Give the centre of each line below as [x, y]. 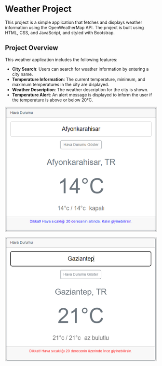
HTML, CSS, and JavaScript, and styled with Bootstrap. [60, 32]
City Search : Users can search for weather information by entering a [80, 69]
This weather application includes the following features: [61, 60]
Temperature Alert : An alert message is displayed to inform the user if [82, 95]
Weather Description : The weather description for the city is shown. [80, 89]
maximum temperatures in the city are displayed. [61, 84]
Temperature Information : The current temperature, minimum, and [79, 79]
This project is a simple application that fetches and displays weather [74, 22]
